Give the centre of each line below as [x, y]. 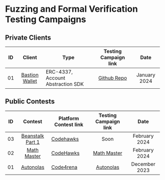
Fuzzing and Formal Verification [72, 9]
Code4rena [64, 167]
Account [55, 78]
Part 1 [33, 142]
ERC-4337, [59, 72]
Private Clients [28, 38]
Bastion [30, 75]
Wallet [30, 81]
